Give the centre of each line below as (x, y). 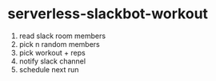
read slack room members (62, 36)
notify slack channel (52, 61)
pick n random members (60, 44)
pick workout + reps (52, 52)
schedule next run (49, 69)
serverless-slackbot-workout (108, 14)
